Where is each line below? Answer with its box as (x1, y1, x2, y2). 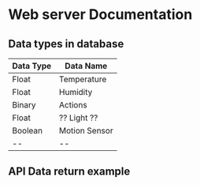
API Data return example (8, 164, 131, 179)
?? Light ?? (58, 112, 98, 123)
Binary (12, 100, 37, 110)
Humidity (58, 87, 93, 97)
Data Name (65, 61, 108, 71)
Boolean (12, 125, 43, 136)
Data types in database (8, 37, 124, 51)
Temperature (58, 74, 107, 85)
